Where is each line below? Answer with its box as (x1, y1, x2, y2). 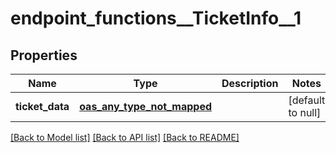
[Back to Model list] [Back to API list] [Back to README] (10, 132, 240, 143)
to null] (288, 106, 322, 119)
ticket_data (15, 100, 70, 113)
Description (221, 77, 279, 90)
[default (288, 93, 326, 107)
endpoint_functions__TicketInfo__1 (10, 7, 302, 30)
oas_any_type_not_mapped (79, 100, 213, 113)
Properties (10, 47, 78, 64)
